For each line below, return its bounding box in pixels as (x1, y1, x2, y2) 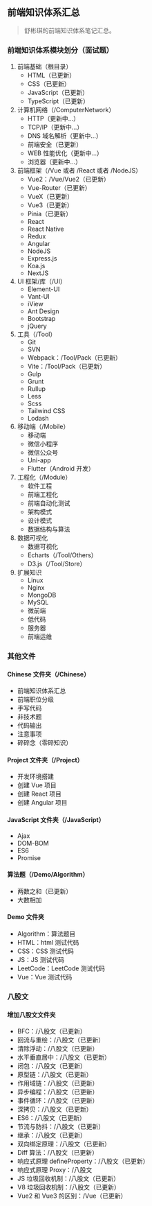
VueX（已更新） (27, 193, 74, 201)
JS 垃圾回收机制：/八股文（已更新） (17, 1174, 120, 1183)
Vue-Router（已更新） (27, 184, 91, 192)
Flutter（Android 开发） (27, 464, 95, 473)
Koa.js (27, 262, 46, 270)
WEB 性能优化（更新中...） (27, 149, 104, 157)
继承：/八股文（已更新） (17, 1131, 86, 1139)
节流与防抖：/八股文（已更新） (17, 1122, 105, 1131)
